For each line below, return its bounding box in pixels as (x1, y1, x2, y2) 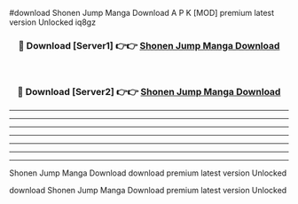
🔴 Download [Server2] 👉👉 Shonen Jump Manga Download (17, 86, 281, 98)
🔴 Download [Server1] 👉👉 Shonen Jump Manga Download (18, 39, 280, 51)
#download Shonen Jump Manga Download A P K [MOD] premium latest (9, 8, 275, 18)
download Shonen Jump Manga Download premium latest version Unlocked (9, 184, 287, 195)
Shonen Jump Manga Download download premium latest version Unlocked (9, 168, 287, 178)
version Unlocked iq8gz (9, 17, 96, 27)
